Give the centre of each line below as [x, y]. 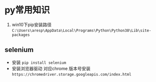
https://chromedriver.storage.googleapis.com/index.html [72, 74]
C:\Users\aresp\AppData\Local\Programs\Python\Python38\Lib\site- [81, 30]
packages [21, 35]
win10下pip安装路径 [32, 25]
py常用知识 [27, 10]
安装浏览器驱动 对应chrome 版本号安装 [51, 68]
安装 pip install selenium [39, 62]
